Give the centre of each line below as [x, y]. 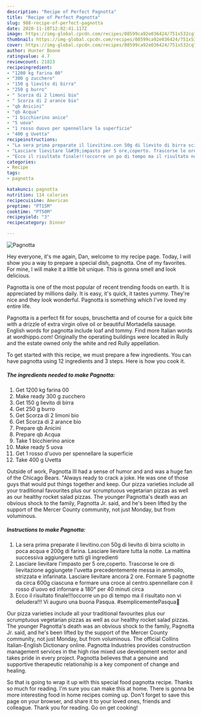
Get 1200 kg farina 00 [42, 390]
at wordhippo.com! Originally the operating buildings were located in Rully [98, 337]
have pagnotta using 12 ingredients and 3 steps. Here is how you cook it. [96, 361]
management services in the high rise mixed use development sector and [97, 651]
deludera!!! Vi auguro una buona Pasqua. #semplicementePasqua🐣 [98, 602]
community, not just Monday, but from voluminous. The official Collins [93, 639]
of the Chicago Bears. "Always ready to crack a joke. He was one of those [98, 478]
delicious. [18, 275]
